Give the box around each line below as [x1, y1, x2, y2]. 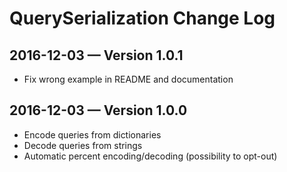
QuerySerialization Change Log [9, 7, 276, 30]
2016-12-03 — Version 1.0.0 [9, 102, 188, 119]
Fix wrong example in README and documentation [23, 73, 234, 85]
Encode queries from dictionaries [23, 128, 162, 141]
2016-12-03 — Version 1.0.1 [9, 47, 184, 64]
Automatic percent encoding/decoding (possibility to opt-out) [23, 150, 278, 162]
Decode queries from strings [23, 139, 143, 151]
